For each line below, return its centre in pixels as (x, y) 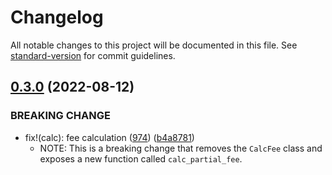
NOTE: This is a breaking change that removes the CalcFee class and (181, 148)
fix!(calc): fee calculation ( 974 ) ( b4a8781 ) (109, 137)
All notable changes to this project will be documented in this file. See (154, 45)
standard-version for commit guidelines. (93, 55)
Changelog (57, 17)
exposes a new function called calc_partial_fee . (141, 158)
